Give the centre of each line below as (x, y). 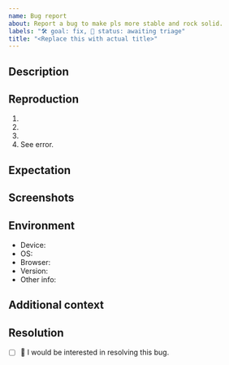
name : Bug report (38, 16)
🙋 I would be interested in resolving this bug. (95, 352)
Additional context (56, 305)
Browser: (35, 263)
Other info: (38, 280)
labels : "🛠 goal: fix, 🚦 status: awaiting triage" (97, 31)
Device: (33, 246)
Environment (42, 226)
